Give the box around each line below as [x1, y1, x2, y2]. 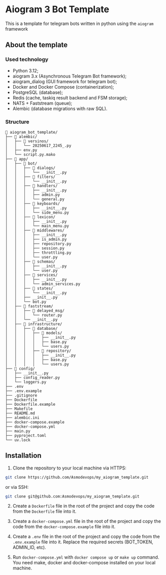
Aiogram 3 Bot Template [5, 4, 110, 15]
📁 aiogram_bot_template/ [5, 129, 58, 135]
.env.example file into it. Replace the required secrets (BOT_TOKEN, [12, 539, 153, 545]
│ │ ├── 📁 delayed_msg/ [5, 308, 65, 313]
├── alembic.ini [5, 415, 40, 420]
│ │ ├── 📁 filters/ [5, 174, 56, 179]
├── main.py [5, 428, 30, 434]
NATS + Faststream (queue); [12, 100, 73, 106]
